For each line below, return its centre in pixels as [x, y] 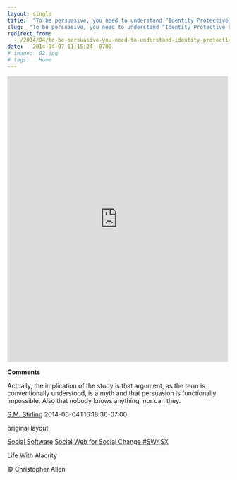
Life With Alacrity [32, 455]
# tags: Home [30, 60]
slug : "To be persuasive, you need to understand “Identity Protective [116, 27]
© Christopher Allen [36, 469]
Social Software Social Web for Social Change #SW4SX [88, 441]
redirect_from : [30, 34]
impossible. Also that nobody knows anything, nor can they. [94, 400]
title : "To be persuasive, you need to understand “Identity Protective [118, 20]
